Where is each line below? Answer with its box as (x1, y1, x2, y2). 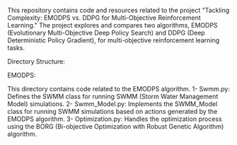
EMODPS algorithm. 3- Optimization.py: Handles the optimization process (7, 115, 222, 123)
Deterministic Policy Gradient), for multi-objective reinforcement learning (7, 36, 220, 45)
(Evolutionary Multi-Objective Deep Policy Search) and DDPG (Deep (7, 28, 205, 37)
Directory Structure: (7, 57, 66, 66)
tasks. (7, 44, 25, 52)
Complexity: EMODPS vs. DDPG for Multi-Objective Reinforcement (7, 13, 201, 22)
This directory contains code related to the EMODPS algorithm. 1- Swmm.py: (7, 85, 230, 93)
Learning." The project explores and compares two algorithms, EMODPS (7, 21, 218, 29)
